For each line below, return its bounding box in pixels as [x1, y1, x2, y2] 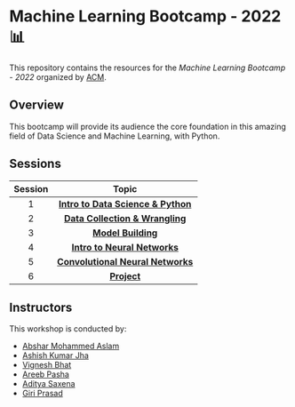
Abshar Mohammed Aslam [21, 340, 120, 352]
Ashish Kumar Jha [21, 350, 89, 361]
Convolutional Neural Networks [57, 255, 194, 267]
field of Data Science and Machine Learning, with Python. [9, 131, 220, 141]
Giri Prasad [21, 388, 64, 399]
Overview [9, 98, 65, 113]
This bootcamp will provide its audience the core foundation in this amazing [9, 121, 286, 132]
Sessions [9, 156, 62, 172]
